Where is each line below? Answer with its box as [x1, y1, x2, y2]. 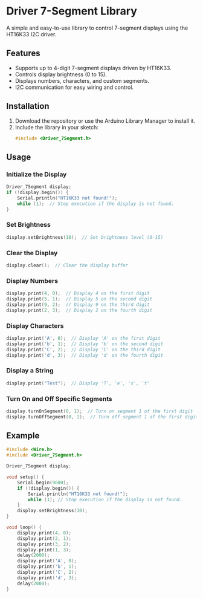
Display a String [6, 366, 54, 375]
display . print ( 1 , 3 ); [17, 547, 71, 553]
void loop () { [6, 524, 42, 530]
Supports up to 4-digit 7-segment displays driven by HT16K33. [14, 64, 172, 71]
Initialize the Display [6, 170, 67, 178]
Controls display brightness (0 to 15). [14, 71, 107, 78]
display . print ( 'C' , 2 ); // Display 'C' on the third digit [6, 346, 161, 353]
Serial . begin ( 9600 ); [17, 479, 69, 486]
